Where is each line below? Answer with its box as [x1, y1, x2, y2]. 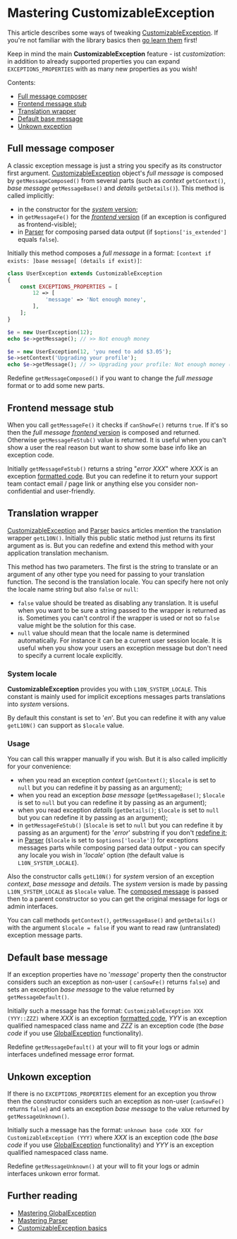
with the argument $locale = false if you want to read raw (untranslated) [7, 924, 221, 932]
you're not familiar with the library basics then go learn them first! [7, 35, 197, 44]
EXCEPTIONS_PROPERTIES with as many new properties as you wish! [7, 64, 197, 73]
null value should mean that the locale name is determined [17, 628, 190, 637]
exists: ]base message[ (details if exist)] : [7, 256, 142, 264]
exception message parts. [7, 931, 83, 939]
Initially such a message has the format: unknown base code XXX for [7, 1125, 204, 1134]
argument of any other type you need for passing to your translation [7, 570, 205, 578]
